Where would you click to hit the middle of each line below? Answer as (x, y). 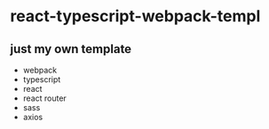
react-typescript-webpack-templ (135, 16)
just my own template (71, 49)
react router (45, 98)
